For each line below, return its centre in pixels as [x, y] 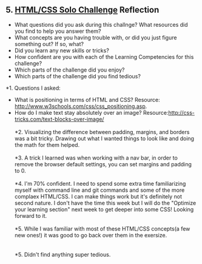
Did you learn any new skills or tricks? [62, 50]
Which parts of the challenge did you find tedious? [77, 76]
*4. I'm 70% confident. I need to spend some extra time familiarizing [100, 183]
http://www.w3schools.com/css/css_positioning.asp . [81, 106]
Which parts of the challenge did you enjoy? [69, 70]
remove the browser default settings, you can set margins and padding [103, 164]
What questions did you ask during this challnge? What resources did [101, 24]
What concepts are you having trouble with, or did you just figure [96, 37]
